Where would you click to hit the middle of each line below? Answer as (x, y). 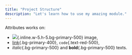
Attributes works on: (25, 27)
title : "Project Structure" (33, 9)
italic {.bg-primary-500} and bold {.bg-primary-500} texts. (70, 47)
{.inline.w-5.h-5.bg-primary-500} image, (57, 37)
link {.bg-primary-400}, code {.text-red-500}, (56, 42)
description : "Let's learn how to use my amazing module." (66, 14)
